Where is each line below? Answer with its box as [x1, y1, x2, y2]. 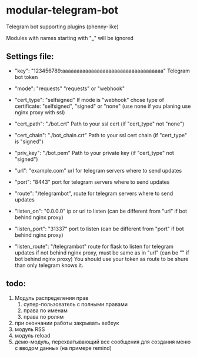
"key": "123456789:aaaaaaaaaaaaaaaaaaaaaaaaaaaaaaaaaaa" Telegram [14, 67, 190, 74]
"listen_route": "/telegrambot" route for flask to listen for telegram [14, 243, 173, 250]
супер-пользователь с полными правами [23, 300, 128, 308]
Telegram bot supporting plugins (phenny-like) [6, 23, 119, 30]
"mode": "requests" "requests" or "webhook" [14, 85, 125, 92]
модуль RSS [14, 325, 45, 333]
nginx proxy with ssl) [14, 108, 65, 115]
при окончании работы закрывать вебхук [14, 319, 119, 326]
